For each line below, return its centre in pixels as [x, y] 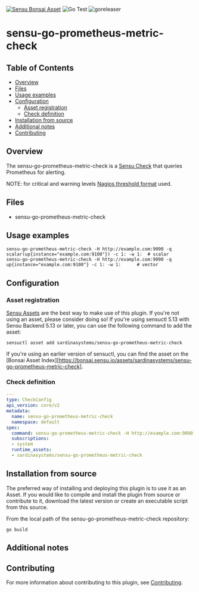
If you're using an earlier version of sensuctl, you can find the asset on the [97, 354]
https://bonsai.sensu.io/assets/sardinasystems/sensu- [125, 360]
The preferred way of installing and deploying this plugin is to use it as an [96, 488]
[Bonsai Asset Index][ [32, 360]
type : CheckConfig [29, 400]
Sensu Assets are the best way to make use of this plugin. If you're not [93, 313]
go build [17, 529]
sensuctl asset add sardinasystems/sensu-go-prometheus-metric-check [94, 343]
